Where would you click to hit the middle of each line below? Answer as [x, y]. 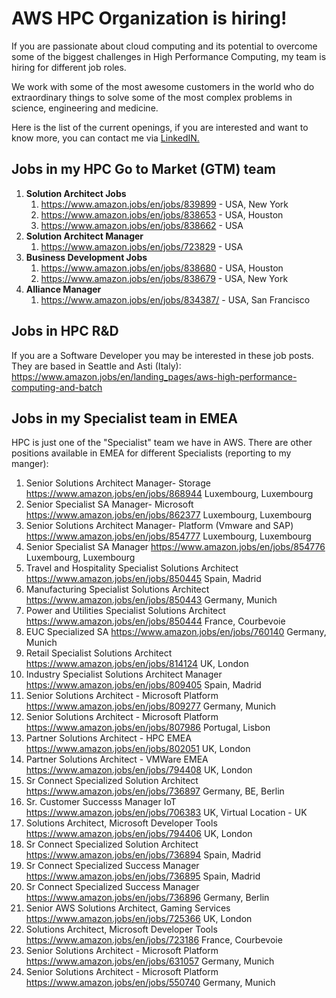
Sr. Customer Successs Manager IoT [101, 802]
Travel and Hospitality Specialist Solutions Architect [132, 568]
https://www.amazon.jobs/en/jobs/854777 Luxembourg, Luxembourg [168, 536]
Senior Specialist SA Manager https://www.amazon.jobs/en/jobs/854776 [175, 547]
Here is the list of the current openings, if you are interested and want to [160, 127]
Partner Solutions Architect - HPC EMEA [108, 738]
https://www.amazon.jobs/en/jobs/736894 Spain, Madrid [143, 855]
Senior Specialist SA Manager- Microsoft [109, 504]
